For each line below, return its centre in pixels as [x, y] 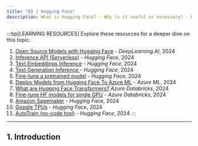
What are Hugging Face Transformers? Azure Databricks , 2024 [92, 88]
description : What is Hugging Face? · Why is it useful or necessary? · [98, 17]
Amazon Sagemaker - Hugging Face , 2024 [67, 100]
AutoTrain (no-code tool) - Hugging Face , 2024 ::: [75, 113]
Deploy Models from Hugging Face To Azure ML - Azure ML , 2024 [96, 82]
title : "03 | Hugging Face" [41, 11]
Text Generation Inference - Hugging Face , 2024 [74, 69]
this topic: [19, 40]
